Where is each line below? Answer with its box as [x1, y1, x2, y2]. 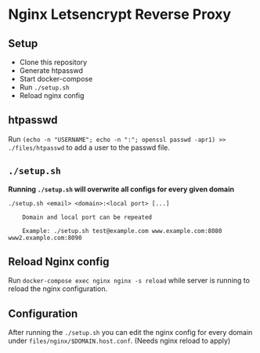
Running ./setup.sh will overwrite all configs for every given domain [8, 184, 235, 194]
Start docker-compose [19, 75, 93, 83]
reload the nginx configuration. [8, 284, 108, 293]
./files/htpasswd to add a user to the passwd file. [8, 143, 170, 152]
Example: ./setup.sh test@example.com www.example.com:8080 [22, 227, 222, 235]
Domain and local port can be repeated [22, 213, 153, 221]
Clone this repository [19, 57, 88, 67]
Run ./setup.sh [19, 82, 70, 92]
